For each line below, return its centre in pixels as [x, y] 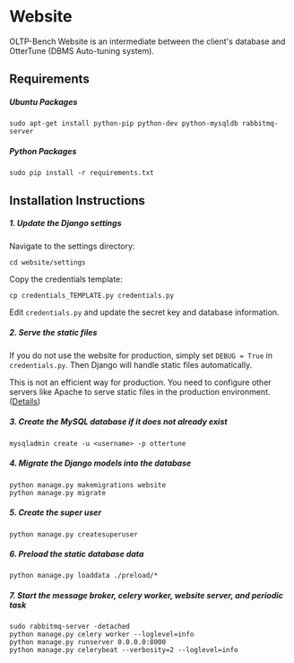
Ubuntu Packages [43, 101]
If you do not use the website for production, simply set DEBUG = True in [141, 355]
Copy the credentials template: [66, 279]
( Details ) [25, 401]
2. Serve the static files [53, 333]
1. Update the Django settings [65, 223]
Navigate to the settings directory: [72, 246]
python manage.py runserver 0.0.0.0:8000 [88, 642]
